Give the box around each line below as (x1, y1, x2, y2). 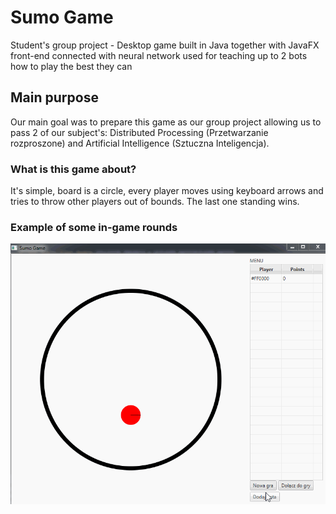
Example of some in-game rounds (10, 220, 178, 234)
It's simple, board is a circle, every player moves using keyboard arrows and (10, 185, 324, 197)
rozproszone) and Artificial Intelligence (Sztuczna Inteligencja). (10, 137, 270, 149)
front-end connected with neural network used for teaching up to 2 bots (10, 49, 308, 61)
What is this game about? (10, 162, 137, 176)
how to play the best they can (10, 60, 133, 72)
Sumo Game (10, 6, 114, 29)
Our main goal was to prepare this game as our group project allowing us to (10, 116, 322, 128)
